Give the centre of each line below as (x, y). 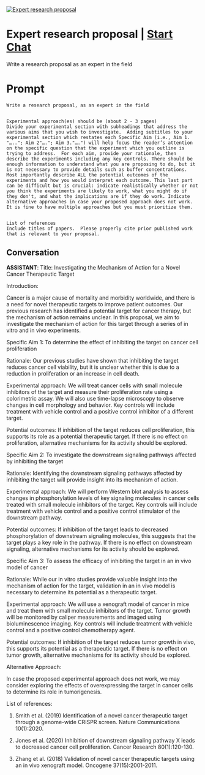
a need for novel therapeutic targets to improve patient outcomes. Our (95, 304)
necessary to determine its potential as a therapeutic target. (82, 592)
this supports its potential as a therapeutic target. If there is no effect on (97, 648)
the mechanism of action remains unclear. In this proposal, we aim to (93, 317)
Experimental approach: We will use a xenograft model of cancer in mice (98, 604)
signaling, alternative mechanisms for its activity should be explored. (93, 549)
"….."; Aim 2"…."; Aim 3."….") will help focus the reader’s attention (99, 143)
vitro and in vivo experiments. (44, 330)
